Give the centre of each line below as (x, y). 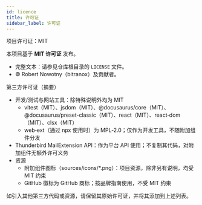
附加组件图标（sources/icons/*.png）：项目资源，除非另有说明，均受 (109, 168)
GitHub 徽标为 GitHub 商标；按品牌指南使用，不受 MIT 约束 (98, 183)
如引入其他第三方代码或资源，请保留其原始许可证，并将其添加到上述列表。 (99, 196)
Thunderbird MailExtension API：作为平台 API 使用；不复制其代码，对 (102, 145)
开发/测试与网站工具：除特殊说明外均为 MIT (69, 100)
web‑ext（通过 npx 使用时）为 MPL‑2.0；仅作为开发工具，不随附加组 (110, 130)
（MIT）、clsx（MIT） (50, 123)
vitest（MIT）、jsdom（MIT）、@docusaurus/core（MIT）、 (96, 108)
